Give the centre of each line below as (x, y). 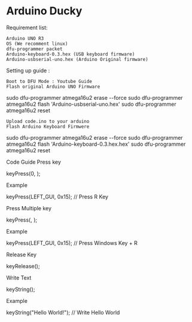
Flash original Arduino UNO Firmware (53, 87)
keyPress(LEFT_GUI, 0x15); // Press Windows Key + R (72, 243)
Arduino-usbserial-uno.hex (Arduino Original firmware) (77, 59)
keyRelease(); (23, 266)
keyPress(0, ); (23, 173)
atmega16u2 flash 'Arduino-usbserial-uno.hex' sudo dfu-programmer (91, 104)
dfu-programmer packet (34, 49)
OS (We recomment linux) (37, 44)
